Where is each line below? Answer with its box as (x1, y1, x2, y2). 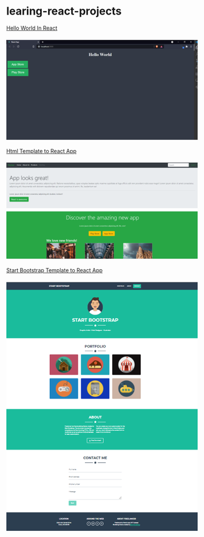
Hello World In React (6, 24, 58, 32)
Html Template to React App (6, 147, 77, 154)
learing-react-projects (6, 4, 122, 18)
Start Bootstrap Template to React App (6, 266, 103, 274)
